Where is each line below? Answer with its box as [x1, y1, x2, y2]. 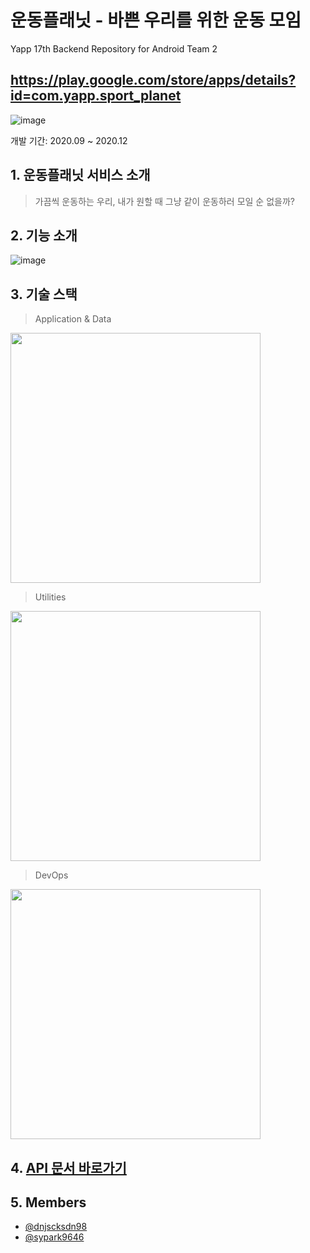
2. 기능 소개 [10, 227, 78, 244]
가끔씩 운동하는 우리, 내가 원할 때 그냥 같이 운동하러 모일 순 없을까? [34, 195, 295, 207]
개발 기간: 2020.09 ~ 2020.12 [10, 134, 128, 146]
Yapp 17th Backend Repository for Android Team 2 [10, 42, 218, 55]
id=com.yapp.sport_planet [10, 87, 182, 105]
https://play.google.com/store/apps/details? [10, 72, 297, 89]
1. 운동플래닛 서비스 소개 [10, 167, 151, 184]
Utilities [34, 591, 67, 603]
